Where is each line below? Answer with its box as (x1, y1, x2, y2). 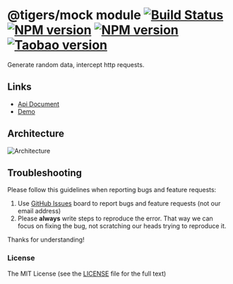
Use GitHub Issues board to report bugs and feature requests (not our (17, 199, 221, 208)
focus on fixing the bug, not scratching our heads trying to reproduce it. (17, 222, 227, 230)
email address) (17, 207, 61, 215)
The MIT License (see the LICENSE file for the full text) (7, 269, 167, 278)
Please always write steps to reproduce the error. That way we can (17, 214, 213, 223)
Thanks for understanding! (7, 235, 85, 244)
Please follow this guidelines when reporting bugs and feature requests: (7, 186, 217, 194)
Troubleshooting (7, 167, 83, 179)
